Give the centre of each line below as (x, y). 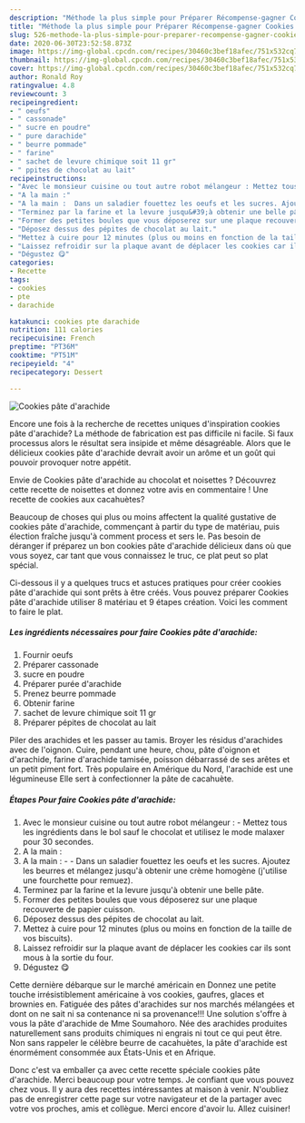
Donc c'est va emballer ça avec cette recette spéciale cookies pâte (135, 1070)
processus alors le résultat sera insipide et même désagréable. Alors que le (150, 442)
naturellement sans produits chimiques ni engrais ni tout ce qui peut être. (146, 1033)
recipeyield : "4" (42, 363)
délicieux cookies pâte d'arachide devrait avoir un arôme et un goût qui (143, 452)
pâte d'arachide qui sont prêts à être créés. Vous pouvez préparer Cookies (149, 592)
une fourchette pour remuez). (78, 880)
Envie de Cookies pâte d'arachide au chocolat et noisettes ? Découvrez (143, 480)
